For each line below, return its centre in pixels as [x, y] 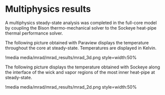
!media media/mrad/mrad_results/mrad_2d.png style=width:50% [71, 87]
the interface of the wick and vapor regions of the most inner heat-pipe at [80, 72]
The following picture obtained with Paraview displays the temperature [77, 42]
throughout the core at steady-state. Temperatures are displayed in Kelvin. [81, 48]
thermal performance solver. [34, 33]
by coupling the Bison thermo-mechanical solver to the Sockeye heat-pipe [81, 28]
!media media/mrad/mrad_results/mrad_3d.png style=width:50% [71, 57]
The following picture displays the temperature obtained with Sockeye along [83, 67]
